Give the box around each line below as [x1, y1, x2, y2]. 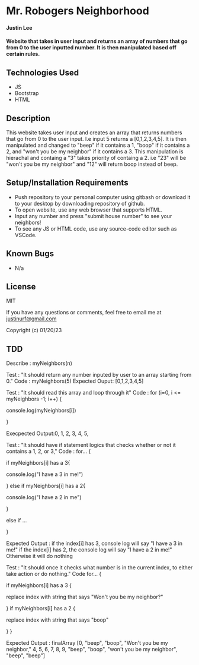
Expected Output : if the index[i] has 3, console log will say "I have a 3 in [6, 540, 182, 547]
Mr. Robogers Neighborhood [6, 4, 149, 18]
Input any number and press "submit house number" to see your [14, 212, 172, 219]
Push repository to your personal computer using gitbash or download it [14, 193, 191, 200]
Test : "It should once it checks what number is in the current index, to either [6, 564, 193, 571]
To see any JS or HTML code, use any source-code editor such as [14, 225, 177, 232]
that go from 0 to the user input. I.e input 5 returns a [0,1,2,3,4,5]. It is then [6, 135, 187, 142]
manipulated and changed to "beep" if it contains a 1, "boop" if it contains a [6, 141, 190, 149]
